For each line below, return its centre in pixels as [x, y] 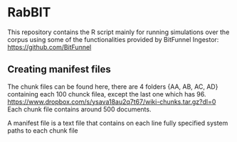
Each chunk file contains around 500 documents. [79, 109]
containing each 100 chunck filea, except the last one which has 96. [107, 94]
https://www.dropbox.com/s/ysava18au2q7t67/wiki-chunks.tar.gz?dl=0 [112, 102]
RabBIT [29, 12]
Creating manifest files [59, 69]
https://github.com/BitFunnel [49, 47]
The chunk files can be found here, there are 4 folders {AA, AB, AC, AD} [113, 87]
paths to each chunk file [43, 130]
